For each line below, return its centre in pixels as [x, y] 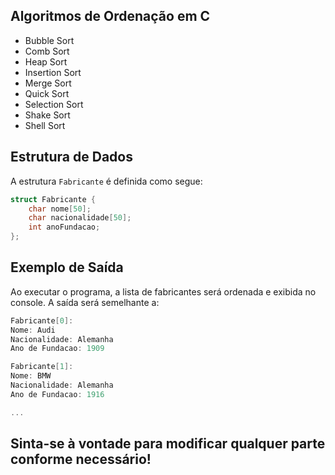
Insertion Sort [53, 72]
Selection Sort [54, 104]
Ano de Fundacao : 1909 [57, 349]
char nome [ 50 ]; [60, 209]
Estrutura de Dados [71, 157]
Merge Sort [48, 83]
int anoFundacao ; [64, 227]
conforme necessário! [81, 459]
